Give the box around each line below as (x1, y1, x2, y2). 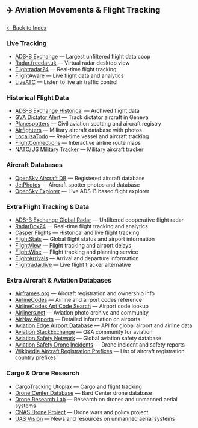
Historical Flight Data (6, 94, 69, 102)
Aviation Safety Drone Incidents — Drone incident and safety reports (14, 341, 185, 348)
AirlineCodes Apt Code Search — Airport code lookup (14, 302, 149, 310)
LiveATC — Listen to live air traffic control (14, 78, 118, 86)
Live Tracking (6, 39, 47, 47)
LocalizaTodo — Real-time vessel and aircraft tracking (14, 133, 149, 140)
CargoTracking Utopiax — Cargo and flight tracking (14, 383, 143, 390)
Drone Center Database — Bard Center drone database (14, 389, 152, 397)
